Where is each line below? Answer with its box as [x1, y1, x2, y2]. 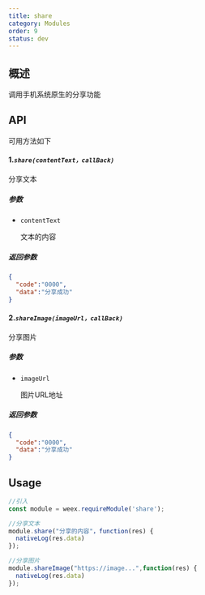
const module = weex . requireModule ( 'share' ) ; [8, 504, 164, 513]
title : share [8, 11, 53, 20]
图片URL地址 [19, 390, 63, 400]
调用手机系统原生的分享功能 [8, 90, 101, 100]
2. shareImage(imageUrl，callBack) [8, 313, 123, 323]
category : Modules [8, 19, 70, 28]
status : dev [8, 34, 49, 43]
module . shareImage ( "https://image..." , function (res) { [8, 564, 198, 572]
